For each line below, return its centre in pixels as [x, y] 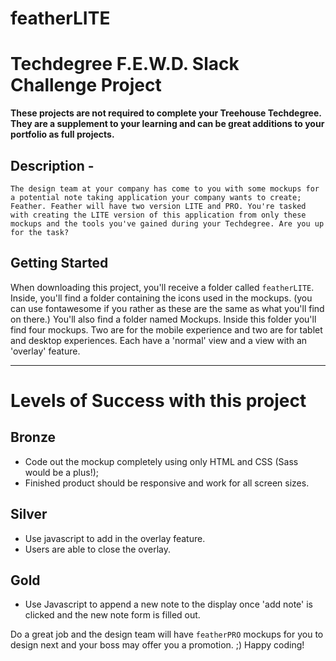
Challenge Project [86, 85]
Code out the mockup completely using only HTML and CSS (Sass [161, 461]
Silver [29, 514]
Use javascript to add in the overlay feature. [115, 538]
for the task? [40, 232]
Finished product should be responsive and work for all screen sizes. [167, 483]
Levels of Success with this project [158, 400]
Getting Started [59, 263]
